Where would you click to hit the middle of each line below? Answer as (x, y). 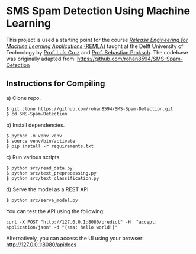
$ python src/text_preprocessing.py (51, 173)
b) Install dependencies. (36, 125)
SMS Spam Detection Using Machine (98, 11)
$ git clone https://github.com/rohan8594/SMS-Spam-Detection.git (90, 109)
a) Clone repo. (24, 98)
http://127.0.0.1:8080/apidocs (41, 245)
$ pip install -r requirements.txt (50, 146)
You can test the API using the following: (55, 211)
